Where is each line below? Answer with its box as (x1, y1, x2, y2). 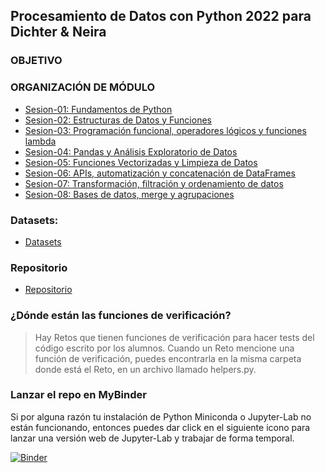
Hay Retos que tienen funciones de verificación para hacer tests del (34, 331, 315, 343)
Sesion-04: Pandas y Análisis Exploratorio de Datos (24, 145, 238, 158)
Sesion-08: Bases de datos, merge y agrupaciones (24, 188, 235, 200)
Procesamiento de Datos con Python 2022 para (10, 8, 312, 25)
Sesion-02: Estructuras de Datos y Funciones (24, 114, 212, 126)
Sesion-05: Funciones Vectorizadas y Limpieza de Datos (24, 156, 258, 168)
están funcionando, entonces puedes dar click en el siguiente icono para (10, 421, 311, 433)
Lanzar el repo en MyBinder (10, 388, 147, 402)
